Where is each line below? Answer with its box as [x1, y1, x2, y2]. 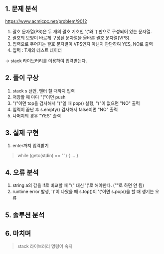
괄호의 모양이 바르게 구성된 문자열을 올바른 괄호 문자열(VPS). [12, 34, 131, 41]
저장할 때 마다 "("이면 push [12, 94, 66, 100]
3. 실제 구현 [5, 129, 39, 137]
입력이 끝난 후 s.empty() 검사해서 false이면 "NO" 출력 [12, 106, 118, 112]
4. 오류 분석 [5, 168, 39, 176]
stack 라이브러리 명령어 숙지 [17, 243, 73, 250]
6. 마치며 [5, 229, 31, 238]
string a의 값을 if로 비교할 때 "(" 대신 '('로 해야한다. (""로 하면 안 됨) [12, 182, 145, 188]
